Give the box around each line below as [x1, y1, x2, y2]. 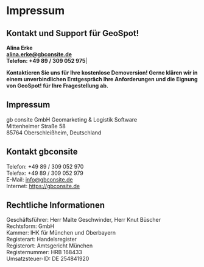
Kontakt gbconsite [6, 147, 78, 157]
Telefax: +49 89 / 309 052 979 [6, 169, 83, 177]
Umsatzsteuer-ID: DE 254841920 [6, 255, 90, 263]
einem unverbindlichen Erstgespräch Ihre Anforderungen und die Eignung [6, 76, 198, 82]
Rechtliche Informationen [6, 200, 105, 211]
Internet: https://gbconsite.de [6, 182, 80, 189]
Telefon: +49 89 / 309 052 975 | [6, 57, 88, 64]
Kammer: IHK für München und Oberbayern [6, 229, 116, 236]
